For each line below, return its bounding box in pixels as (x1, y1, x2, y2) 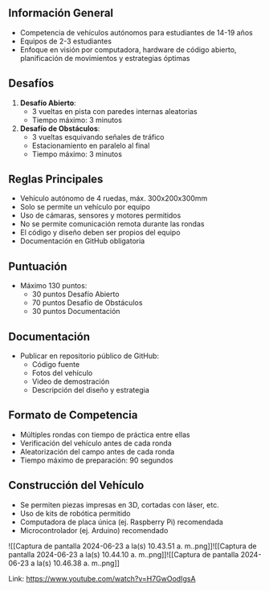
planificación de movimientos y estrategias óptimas (19, 53, 190, 63)
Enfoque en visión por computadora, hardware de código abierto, (19, 44, 237, 55)
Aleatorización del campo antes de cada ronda (19, 446, 175, 456)
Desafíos (8, 76, 55, 91)
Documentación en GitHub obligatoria (19, 236, 145, 246)
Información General (8, 6, 114, 20)
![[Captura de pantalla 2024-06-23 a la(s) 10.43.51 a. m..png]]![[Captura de (8, 541, 257, 551)
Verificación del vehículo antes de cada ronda (19, 438, 172, 448)
